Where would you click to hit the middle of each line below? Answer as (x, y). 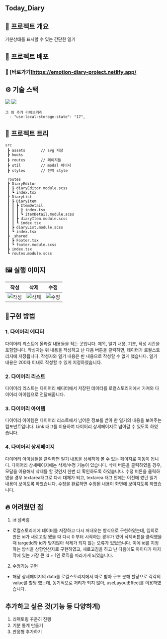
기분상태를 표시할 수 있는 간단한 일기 (40, 39)
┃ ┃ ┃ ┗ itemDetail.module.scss (41, 214)
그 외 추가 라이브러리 (24, 113)
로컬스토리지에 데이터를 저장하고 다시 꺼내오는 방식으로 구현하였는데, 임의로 (85, 530)
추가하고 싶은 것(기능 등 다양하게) (53, 606)
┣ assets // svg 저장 (35, 151)
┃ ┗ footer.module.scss (32, 245)
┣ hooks (15, 155)
